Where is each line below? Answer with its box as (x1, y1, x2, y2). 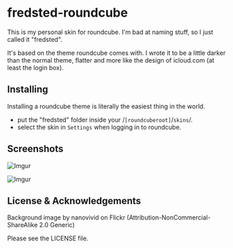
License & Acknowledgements (7, 195, 141, 206)
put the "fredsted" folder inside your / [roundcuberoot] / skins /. (17, 115, 193, 124)
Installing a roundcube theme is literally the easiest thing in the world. (7, 102, 206, 110)
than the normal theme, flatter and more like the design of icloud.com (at (7, 56, 215, 64)
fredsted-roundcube (7, 5, 128, 21)
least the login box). (7, 63, 64, 72)
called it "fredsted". (7, 35, 62, 43)
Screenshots (7, 143, 64, 155)
